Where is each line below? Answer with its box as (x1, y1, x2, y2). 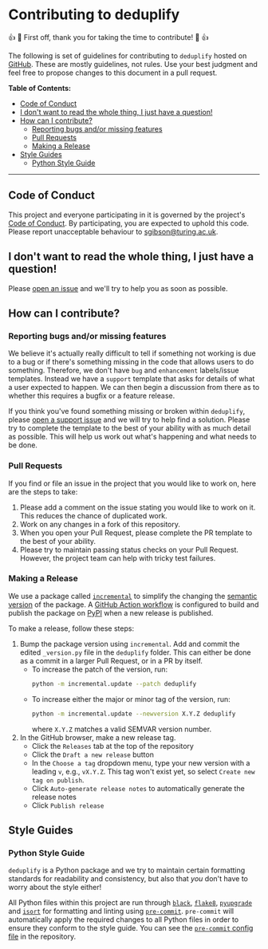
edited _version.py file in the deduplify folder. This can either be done (19, 648, 251, 657)
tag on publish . (31, 775, 85, 785)
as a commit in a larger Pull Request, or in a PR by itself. (19, 656, 203, 665)
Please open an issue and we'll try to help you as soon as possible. (8, 283, 228, 293)
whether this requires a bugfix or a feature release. (8, 391, 175, 400)
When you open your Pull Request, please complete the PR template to (19, 528, 253, 538)
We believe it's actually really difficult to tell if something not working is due (8, 348, 257, 358)
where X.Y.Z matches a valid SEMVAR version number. (31, 724, 212, 734)
